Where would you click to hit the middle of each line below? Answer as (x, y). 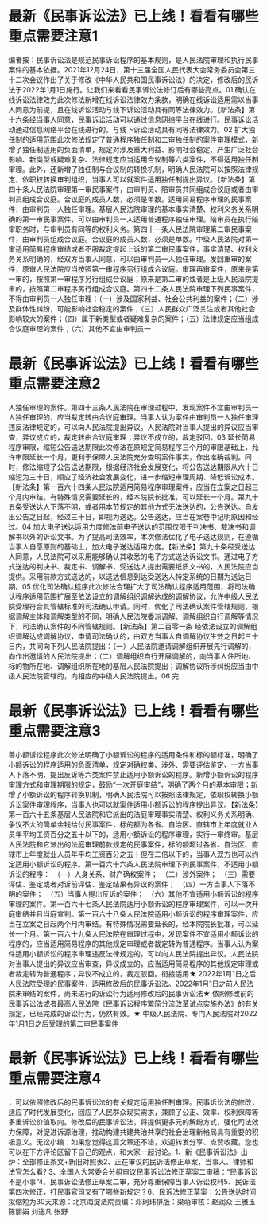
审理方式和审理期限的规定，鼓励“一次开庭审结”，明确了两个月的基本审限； (130, 784)
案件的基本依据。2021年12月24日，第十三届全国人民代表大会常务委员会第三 (132, 69)
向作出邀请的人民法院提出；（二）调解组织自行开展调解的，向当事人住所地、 (132, 656)
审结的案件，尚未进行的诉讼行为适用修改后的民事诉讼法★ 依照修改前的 (138, 993)
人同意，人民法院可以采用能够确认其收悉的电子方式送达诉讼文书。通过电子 (130, 556)
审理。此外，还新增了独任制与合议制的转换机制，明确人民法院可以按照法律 (130, 169)
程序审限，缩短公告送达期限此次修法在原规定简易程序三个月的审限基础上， (130, 447)
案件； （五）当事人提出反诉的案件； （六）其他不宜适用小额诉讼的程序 (140, 894)
